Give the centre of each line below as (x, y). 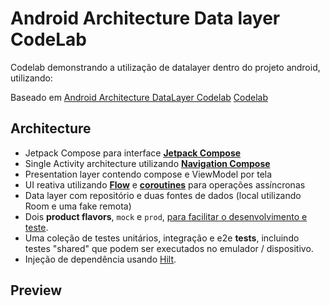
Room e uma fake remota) (78, 206)
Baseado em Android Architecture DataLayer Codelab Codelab (139, 97)
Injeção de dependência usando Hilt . (100, 259)
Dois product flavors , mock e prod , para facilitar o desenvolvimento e (166, 216)
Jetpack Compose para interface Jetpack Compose (133, 153)
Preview (36, 290)
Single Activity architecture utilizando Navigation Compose (147, 163)
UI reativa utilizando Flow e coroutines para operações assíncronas (165, 184)
